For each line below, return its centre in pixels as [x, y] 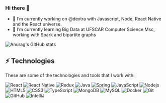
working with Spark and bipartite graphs [54, 35]
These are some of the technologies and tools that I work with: [70, 75]
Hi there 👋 [18, 8]
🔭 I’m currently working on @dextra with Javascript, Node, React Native [87, 19]
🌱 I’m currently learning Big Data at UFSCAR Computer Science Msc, [84, 29]
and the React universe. [37, 24]
